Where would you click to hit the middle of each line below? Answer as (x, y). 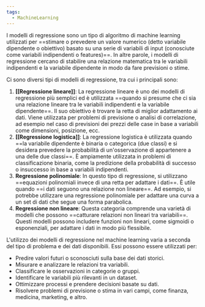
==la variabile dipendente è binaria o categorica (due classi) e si (96, 143)
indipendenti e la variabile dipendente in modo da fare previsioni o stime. (98, 67)
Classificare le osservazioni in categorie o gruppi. (78, 271)
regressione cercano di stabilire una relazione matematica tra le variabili (97, 61)
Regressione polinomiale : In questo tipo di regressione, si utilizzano (101, 176)
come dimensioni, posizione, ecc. (57, 130)
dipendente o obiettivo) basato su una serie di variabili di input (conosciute (100, 48)
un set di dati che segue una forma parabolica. (74, 202)
